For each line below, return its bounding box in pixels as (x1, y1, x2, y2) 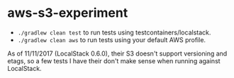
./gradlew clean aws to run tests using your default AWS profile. (17, 35, 206, 44)
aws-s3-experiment (7, 5, 128, 21)
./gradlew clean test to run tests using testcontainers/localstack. (17, 28, 211, 37)
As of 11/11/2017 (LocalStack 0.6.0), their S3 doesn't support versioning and (7, 49, 228, 58)
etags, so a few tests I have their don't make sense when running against (7, 56, 221, 65)
